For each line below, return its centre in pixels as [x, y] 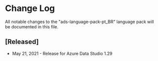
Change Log [30, 8]
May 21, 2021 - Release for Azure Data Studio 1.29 [62, 53]
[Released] [22, 42]
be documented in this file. [32, 26]
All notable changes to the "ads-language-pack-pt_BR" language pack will [79, 22]
